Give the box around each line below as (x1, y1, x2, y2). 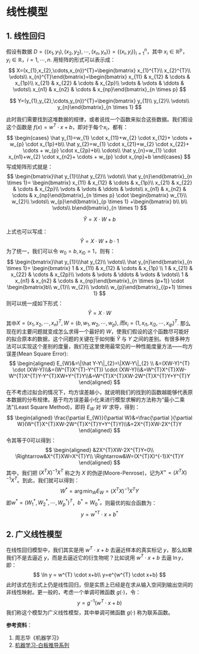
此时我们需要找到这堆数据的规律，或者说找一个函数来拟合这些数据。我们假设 (6, 116, 193, 123)
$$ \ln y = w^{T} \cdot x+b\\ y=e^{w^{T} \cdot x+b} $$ (33, 571, 166, 578)
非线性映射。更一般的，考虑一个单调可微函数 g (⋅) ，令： (6, 588, 141, 595)
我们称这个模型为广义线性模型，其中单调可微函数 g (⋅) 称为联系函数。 (6, 609, 174, 616)
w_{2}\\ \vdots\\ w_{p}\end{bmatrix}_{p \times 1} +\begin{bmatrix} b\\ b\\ (11, 198, 188, 205)
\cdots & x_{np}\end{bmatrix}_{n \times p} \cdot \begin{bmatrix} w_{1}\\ (12, 191, 187, 198)
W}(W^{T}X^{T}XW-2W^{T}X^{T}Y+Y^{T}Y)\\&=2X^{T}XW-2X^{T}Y (17, 420, 182, 427)
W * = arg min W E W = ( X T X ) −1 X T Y (60, 486, 139, 496)
